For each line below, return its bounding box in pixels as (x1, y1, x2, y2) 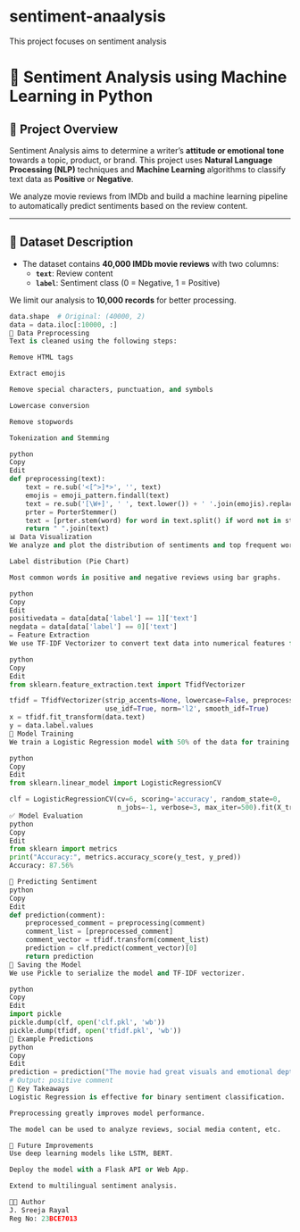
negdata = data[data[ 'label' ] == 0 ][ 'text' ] (9, 622, 178, 631)
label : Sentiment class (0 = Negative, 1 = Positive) (35, 277, 221, 287)
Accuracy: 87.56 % (9, 862, 74, 870)
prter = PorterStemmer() (25, 507, 118, 517)
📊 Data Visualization (9, 533, 92, 542)
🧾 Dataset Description (9, 235, 134, 250)
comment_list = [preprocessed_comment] (25, 927, 174, 936)
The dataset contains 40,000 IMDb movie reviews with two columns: (21, 258, 279, 269)
